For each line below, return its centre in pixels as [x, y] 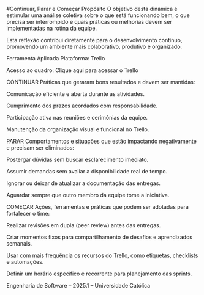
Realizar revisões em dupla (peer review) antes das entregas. [84, 225]
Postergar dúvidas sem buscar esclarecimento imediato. [77, 159]
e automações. [25, 262]
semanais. [19, 243]
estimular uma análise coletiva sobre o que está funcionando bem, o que [98, 15]
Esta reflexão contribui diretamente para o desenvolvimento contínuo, [94, 40]
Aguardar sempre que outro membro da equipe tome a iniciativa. [88, 195]
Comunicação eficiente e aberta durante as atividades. [76, 94]
